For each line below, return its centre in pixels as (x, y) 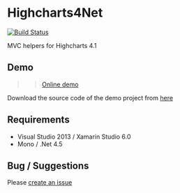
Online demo (60, 84)
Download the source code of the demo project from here (90, 98)
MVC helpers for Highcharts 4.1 (52, 45)
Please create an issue (40, 183)
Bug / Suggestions (48, 165)
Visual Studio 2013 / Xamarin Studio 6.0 (74, 137)
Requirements (38, 120)
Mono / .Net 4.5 (40, 144)
